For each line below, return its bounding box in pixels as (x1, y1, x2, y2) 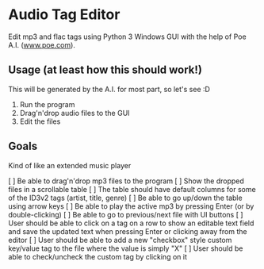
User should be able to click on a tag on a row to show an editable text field (8, 218, 254, 228)
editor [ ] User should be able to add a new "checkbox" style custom (8, 235, 232, 244)
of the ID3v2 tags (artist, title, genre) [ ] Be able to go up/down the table (8, 193, 243, 202)
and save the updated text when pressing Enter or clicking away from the (8, 226, 247, 236)
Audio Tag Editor (8, 6, 121, 24)
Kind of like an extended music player (8, 160, 132, 170)
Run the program (19, 99, 75, 109)
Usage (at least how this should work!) (8, 63, 202, 77)
